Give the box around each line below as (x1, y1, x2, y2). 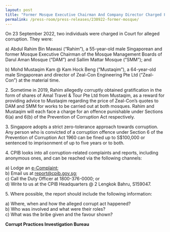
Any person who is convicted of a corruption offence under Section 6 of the (5, 129, 163, 135)
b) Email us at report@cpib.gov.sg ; (5, 170, 77, 176)
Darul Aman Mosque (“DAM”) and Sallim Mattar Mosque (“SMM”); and (5, 57, 152, 63)
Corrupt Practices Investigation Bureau (5, 221, 90, 227)
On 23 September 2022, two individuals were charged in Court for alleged (5, 31, 160, 37)
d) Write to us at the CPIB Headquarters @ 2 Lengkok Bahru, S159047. (5, 181, 152, 187)
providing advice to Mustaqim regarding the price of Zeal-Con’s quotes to (5, 98, 159, 104)
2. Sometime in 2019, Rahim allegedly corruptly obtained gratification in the (5, 87, 162, 93)
